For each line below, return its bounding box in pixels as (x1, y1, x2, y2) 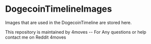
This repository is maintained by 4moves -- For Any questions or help (5, 29, 147, 35)
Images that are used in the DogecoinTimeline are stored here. (5, 20, 132, 25)
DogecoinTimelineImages (5, 3, 112, 15)
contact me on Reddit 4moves (5, 34, 67, 40)
